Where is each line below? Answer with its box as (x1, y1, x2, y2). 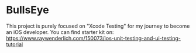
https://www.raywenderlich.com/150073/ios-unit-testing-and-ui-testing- (6, 35, 181, 41)
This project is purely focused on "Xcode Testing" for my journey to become (6, 22, 190, 29)
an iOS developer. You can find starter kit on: (6, 28, 114, 35)
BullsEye (6, 3, 49, 17)
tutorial (6, 41, 23, 48)
